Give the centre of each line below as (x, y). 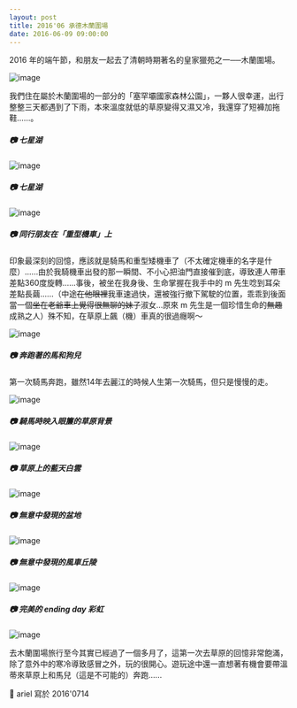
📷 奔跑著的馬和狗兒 (45, 355)
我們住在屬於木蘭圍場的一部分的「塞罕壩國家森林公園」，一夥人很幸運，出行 (147, 96)
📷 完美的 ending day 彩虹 (57, 609)
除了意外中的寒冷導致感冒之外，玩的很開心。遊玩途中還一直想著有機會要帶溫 (148, 664)
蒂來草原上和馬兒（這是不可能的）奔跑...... (86, 675)
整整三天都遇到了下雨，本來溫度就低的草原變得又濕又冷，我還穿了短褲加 (141, 107)
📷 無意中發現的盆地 (45, 515)
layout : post (33, 17)
